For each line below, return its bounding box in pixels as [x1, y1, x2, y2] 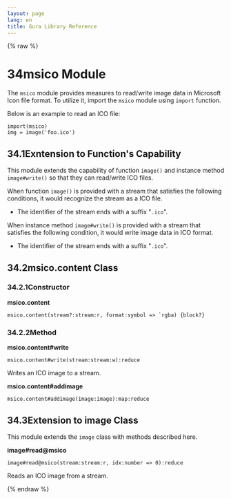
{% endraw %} [7, 484, 50, 493]
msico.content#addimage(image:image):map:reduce [7, 395, 150, 403]
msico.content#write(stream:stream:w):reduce [7, 357, 140, 364]
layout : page [7, 10, 45, 17]
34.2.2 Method [7, 328, 57, 337]
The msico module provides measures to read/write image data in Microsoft [7, 89, 221, 97]
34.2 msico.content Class [7, 262, 119, 274]
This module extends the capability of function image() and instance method [7, 167, 225, 175]
